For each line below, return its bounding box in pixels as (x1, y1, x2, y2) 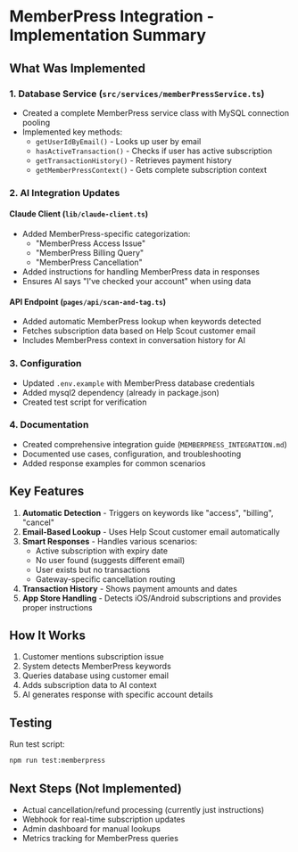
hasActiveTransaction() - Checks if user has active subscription (35, 145, 273, 156)
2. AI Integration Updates (9, 186, 120, 199)
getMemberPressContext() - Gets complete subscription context (35, 164, 268, 175)
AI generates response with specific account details (21, 689, 214, 700)
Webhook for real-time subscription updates (21, 814, 186, 824)
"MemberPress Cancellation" (35, 257, 143, 267)
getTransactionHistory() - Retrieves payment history (35, 154, 232, 166)
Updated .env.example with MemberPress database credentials (21, 377, 255, 389)
